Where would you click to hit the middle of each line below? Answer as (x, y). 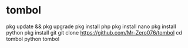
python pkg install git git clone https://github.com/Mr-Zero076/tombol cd (94, 32)
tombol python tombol (33, 39)
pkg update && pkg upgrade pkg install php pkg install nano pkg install (91, 26)
